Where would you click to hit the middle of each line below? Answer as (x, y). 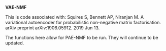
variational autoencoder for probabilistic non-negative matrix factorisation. (83, 22)
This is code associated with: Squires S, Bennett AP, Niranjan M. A (74, 17)
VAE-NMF (16, 7)
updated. (15, 43)
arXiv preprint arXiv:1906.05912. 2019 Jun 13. (53, 28)
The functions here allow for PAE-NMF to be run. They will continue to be (82, 38)
